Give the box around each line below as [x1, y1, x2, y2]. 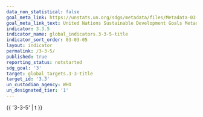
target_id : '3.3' [6, 76, 50, 82]
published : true [6, 54, 47, 60]
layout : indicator [6, 43, 53, 49]
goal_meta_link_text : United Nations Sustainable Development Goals [6, 20, 182, 26]
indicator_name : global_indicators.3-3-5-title [6, 31, 129, 37]
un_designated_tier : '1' [6, 87, 69, 93]
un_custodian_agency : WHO [6, 82, 71, 88]
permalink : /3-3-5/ [6, 48, 56, 54]
